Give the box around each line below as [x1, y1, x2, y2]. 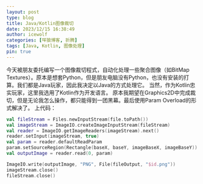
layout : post [6, 9, 40, 15]
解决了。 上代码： [11, 104, 56, 111]
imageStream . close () [6, 167, 59, 173]
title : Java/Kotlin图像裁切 [6, 20, 74, 26]
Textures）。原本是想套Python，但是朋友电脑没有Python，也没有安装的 [6, 74, 184, 81]
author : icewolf [6, 32, 48, 38]
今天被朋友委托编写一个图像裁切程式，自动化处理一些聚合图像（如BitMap [6, 66, 190, 73]
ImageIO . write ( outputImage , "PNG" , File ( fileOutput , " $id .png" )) [6, 161, 176, 168]
